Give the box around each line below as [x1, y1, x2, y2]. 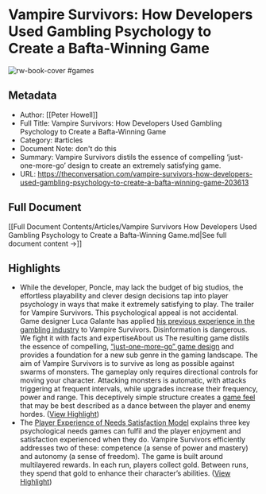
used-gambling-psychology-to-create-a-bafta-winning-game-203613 [19, 177, 249, 187]
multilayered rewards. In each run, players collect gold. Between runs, [19, 460, 249, 470]
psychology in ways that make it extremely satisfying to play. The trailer [19, 300, 254, 309]
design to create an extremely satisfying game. [67, 161, 222, 170]
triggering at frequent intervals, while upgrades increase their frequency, [19, 384, 258, 394]
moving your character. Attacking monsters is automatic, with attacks [19, 375, 247, 385]
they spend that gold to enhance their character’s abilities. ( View [19, 469, 231, 478]
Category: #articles [19, 135, 83, 145]
